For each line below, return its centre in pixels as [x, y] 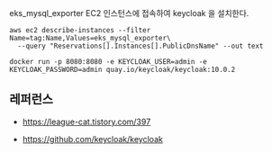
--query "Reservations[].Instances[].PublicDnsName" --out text [141, 46]
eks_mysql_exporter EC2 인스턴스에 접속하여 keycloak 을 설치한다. [129, 13]
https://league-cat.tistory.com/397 [86, 121]
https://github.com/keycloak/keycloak [93, 139]
